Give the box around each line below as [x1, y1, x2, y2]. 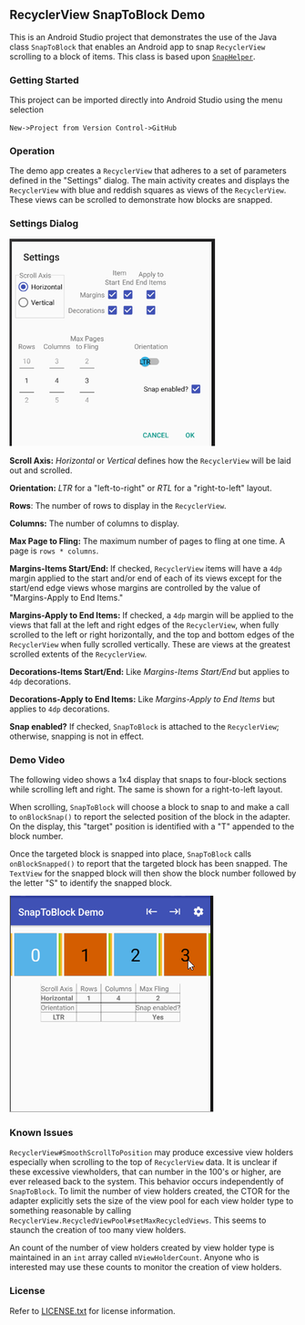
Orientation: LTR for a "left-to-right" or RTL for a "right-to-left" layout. [9, 482, 272, 493]
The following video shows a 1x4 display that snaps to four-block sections [9, 774, 287, 784]
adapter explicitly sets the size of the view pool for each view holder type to [9, 1195, 294, 1206]
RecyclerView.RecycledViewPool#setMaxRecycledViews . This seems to [9, 1215, 267, 1226]
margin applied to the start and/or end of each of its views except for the [9, 573, 282, 584]
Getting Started [9, 73, 79, 86]
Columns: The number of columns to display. [9, 518, 180, 529]
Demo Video [9, 753, 66, 766]
